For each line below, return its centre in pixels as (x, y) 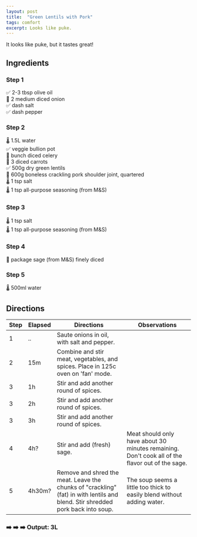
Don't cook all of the (154, 456)
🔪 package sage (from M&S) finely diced (55, 259)
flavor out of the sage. (157, 463)
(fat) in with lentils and (87, 494)
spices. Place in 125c (86, 366)
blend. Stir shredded (85, 502)
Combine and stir (80, 351)
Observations (157, 325)
